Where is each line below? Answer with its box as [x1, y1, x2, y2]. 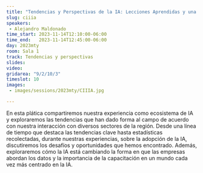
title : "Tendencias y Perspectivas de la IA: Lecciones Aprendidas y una [6, 8, 197, 15]
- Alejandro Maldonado [8, 25, 67, 32]
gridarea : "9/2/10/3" [6, 71, 61, 77]
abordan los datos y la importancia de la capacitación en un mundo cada [6, 154, 188, 162]
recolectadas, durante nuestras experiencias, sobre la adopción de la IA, [6, 135, 187, 142]
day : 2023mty [6, 43, 39, 49]
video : [6, 65, 23, 71]
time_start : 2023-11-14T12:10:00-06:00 [6, 31, 107, 38]
